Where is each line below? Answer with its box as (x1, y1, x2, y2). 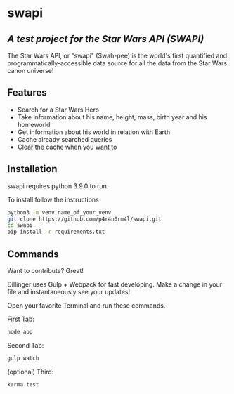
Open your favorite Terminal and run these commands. (7, 301, 166, 310)
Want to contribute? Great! (7, 266, 84, 275)
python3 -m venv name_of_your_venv (7, 209, 112, 216)
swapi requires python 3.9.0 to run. (7, 181, 109, 190)
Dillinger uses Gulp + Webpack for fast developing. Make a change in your (7, 280, 223, 289)
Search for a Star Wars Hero (17, 105, 100, 114)
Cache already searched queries (17, 135, 112, 143)
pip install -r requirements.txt (7, 228, 105, 236)
